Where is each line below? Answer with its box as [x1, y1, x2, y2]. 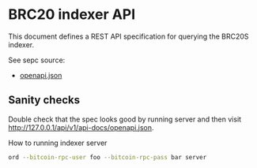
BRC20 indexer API [8, 6, 136, 24]
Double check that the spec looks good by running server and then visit [8, 114, 242, 124]
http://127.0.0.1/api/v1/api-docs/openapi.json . [8, 122, 154, 132]
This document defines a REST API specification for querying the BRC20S [8, 32, 249, 41]
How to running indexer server [8, 138, 108, 147]
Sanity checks [8, 93, 81, 107]
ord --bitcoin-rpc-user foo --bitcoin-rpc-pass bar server [8, 153, 207, 161]
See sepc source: [8, 55, 66, 65]
